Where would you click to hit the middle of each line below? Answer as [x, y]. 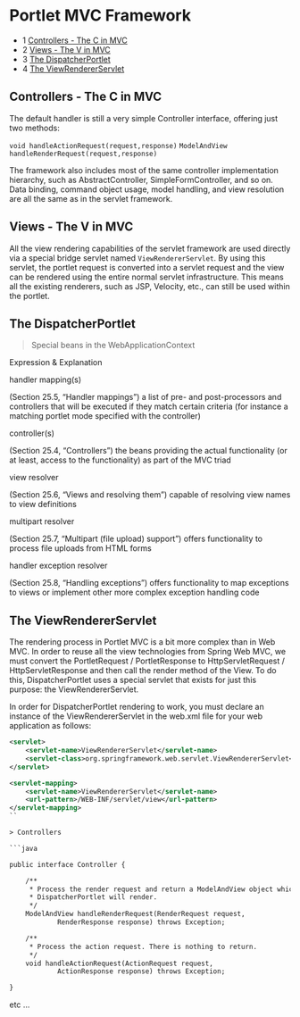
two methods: [34, 128]
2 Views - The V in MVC [67, 49]
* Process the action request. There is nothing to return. [143, 946]
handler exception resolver [58, 566]
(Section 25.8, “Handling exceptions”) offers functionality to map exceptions [149, 583]
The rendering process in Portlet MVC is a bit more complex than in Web [142, 642]
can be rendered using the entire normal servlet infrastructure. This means [146, 277]
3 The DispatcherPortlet [67, 59]
